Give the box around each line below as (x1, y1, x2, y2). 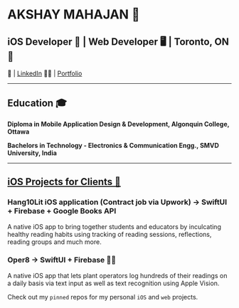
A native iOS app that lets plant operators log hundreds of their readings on (7, 271, 228, 280)
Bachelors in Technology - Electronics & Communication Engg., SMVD (7, 141, 219, 149)
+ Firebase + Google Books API (7, 206, 117, 216)
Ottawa (7, 127, 30, 136)
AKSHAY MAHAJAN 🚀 (7, 6, 140, 23)
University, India (7, 149, 57, 157)
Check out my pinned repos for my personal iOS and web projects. (7, 292, 198, 301)
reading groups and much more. (7, 238, 102, 246)
